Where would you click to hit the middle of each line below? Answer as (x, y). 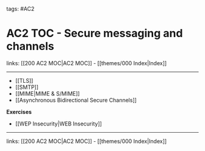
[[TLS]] (24, 80)
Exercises (19, 111)
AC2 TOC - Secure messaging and (95, 33)
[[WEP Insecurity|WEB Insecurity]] (59, 124)
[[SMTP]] (27, 87)
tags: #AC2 (20, 9)
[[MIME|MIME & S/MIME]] (48, 93)
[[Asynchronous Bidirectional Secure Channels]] (76, 100)
